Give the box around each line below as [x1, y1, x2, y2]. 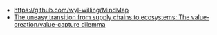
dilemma [81, 21, 106, 28]
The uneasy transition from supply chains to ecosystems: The [13, 13, 190, 21]
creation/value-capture [13, 21, 80, 28]
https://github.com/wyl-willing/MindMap [13, 6, 129, 14]
